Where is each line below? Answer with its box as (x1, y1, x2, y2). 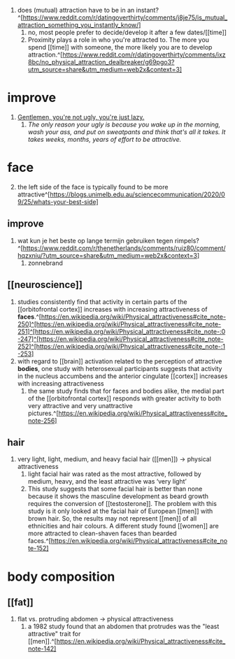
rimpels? (174, 236, 199, 245)
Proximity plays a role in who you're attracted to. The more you (27, 36, 210, 44)
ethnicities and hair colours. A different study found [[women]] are (27, 522, 219, 530)
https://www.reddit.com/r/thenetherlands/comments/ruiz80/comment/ (22, 244, 226, 252)
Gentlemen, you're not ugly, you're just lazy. (17, 113, 145, 121)
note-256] (27, 416, 57, 425)
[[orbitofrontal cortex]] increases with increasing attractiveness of (17, 305, 208, 313)
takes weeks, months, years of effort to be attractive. (27, 135, 182, 143)
